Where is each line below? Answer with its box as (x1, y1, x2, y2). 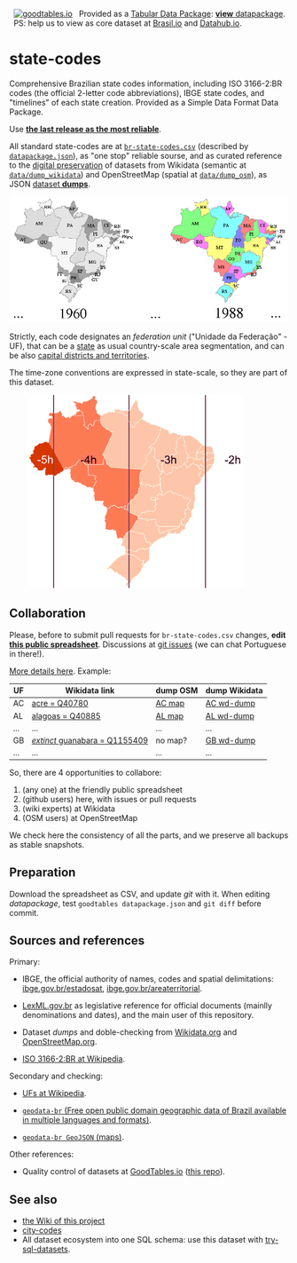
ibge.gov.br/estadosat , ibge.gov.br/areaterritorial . (21, 983, 202, 994)
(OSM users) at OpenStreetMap (21, 812, 138, 823)
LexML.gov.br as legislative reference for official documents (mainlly (21, 1000, 273, 1011)
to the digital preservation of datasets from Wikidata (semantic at (9, 160, 246, 170)
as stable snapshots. (9, 839, 85, 849)
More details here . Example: (9, 666, 112, 676)
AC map (155, 698, 185, 709)
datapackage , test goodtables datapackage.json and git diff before (9, 897, 262, 909)
